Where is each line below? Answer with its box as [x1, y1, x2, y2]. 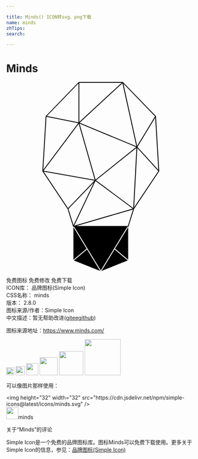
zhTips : [6, 25, 26, 31]
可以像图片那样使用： [6, 382, 59, 389]
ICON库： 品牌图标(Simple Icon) [6, 284, 86, 292]
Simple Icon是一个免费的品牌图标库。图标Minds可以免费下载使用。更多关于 [6, 439, 193, 446]
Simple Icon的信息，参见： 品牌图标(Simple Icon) [6, 446, 126, 454]
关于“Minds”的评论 [6, 426, 53, 433]
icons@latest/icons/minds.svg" [6, 400, 83, 408]
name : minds [6, 19, 36, 26]
